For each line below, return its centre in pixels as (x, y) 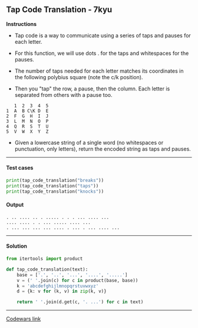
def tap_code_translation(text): (47, 269)
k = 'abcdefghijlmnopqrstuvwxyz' (58, 286)
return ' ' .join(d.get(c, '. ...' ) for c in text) (80, 302)
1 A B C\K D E (27, 111)
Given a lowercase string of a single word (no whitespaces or (89, 142)
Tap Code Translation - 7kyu (59, 10)
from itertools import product (44, 259)
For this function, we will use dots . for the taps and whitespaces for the (102, 53)
